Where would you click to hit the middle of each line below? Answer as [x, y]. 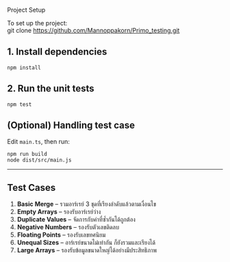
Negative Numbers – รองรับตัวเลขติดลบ [68, 227]
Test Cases [31, 187]
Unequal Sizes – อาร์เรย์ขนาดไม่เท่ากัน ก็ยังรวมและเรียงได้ [86, 243]
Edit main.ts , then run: [39, 142]
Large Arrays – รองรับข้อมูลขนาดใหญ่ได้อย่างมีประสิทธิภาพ [87, 250]
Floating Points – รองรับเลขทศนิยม [61, 235]
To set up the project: [37, 23]
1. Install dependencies [57, 52]
